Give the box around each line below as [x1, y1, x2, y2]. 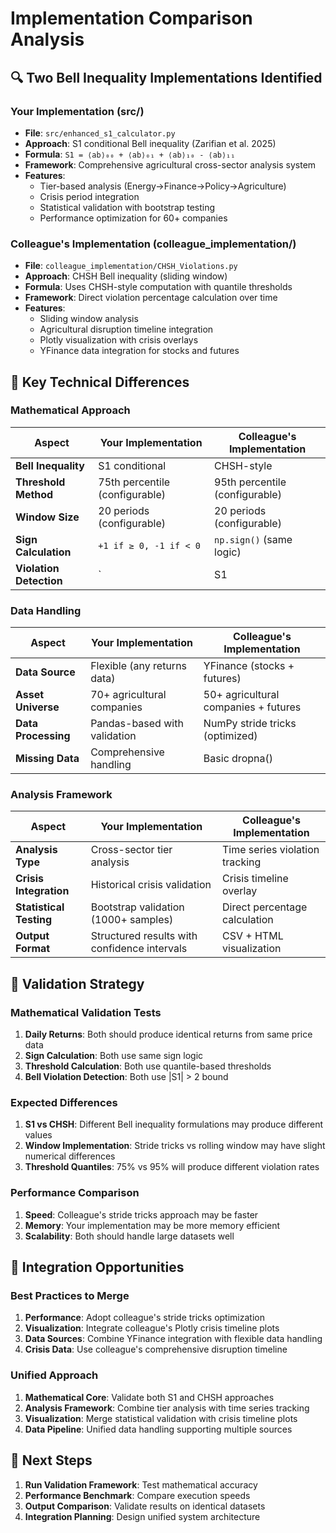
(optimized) [203, 729, 258, 743]
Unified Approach [10, 1368, 99, 1382]
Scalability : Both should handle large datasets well [24, 1230, 235, 1242]
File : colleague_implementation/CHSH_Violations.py [24, 260, 238, 272]
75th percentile [98, 475, 171, 489]
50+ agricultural [203, 688, 280, 702]
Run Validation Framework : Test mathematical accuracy [24, 1478, 258, 1491]
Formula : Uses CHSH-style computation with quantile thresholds [24, 281, 293, 293]
